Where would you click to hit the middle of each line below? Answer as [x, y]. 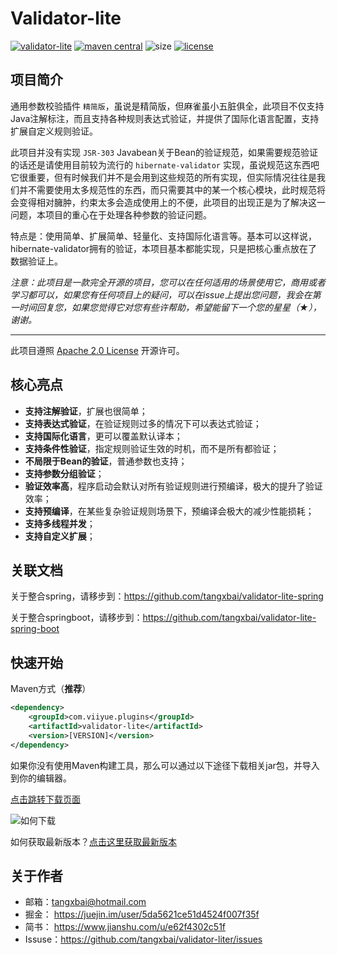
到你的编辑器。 [41, 778]
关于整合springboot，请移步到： [76, 618]
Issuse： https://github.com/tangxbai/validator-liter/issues [143, 939]
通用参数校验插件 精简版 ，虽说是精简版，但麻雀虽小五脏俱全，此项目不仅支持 [167, 106]
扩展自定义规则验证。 [54, 131]
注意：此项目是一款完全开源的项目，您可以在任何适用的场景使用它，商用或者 [168, 282]
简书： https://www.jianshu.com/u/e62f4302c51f [125, 927]
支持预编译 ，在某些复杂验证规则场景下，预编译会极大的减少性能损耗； [169, 511]
